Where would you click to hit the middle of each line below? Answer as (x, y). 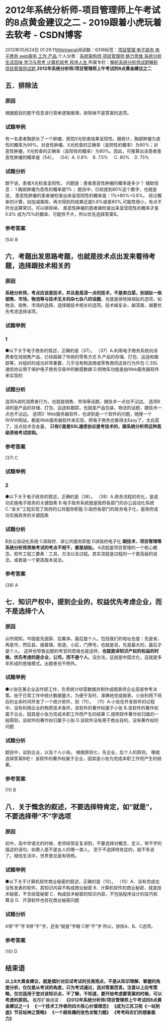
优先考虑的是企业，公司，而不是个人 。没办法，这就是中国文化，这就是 (85, 657)
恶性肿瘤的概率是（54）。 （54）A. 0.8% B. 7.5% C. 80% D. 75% (77, 157)
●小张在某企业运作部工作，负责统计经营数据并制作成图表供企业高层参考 (79, 689)
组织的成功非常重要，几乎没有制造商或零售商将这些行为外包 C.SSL (90, 363)
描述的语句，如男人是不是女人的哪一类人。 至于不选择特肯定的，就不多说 (80, 850)
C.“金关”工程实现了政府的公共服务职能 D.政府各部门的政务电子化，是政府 (80, 509)
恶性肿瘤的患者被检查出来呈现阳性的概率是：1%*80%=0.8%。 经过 (88, 196)
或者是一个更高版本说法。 (40, 560)
